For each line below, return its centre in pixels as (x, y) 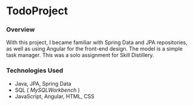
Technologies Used (35, 71)
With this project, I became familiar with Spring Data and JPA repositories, (97, 42)
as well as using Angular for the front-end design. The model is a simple (94, 49)
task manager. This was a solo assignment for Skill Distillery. (80, 55)
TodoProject (37, 11)
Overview (21, 30)
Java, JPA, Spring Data (43, 83)
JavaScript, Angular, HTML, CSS (55, 96)
